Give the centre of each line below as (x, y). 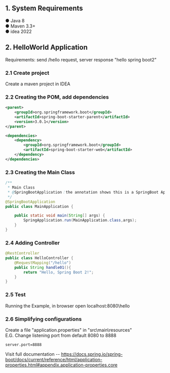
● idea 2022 (18, 31)
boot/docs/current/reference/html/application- (54, 359)
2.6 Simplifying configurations (44, 319)
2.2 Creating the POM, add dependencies (57, 97)
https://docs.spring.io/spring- (92, 354)
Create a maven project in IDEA (38, 84)
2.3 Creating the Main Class (40, 172)
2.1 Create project (27, 73)
